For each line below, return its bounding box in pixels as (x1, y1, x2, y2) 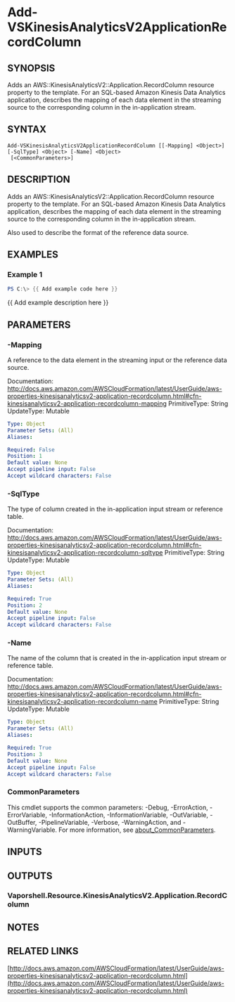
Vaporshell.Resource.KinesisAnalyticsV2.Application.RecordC (7, 891, 227, 901)
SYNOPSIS (7, 62, 56, 74)
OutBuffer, (7, 818, 37, 826)
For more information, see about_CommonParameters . (58, 826, 216, 834)
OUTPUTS (7, 870, 53, 882)
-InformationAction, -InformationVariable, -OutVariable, (49, 810, 209, 819)
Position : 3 (7, 750, 42, 758)
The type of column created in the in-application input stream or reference (7, 505, 223, 513)
